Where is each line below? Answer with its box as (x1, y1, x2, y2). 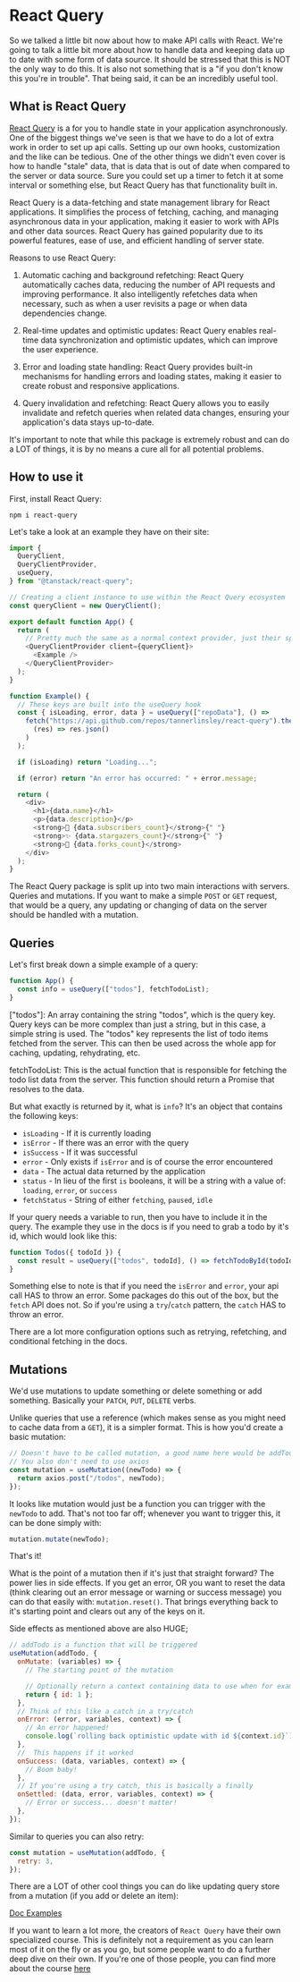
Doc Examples (9, 1908, 62, 1918)
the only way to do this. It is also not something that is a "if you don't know (9, 64, 284, 74)
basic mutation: (9, 1432, 67, 1443)
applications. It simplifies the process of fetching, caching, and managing (9, 207, 279, 217)
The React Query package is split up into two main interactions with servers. (9, 881, 290, 892)
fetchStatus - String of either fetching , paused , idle (21, 1194, 213, 1205)
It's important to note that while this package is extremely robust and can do (9, 434, 290, 445)
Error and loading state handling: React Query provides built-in (21, 361, 253, 372)
